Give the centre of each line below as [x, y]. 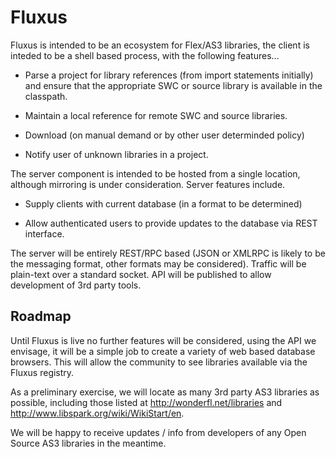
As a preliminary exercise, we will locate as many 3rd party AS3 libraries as [165, 392]
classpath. [46, 96]
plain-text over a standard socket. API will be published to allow [141, 274]
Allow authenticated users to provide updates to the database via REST [171, 223]
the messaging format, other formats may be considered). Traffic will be [158, 263]
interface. [44, 233]
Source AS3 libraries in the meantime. [88, 443]
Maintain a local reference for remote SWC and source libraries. [156, 115]
